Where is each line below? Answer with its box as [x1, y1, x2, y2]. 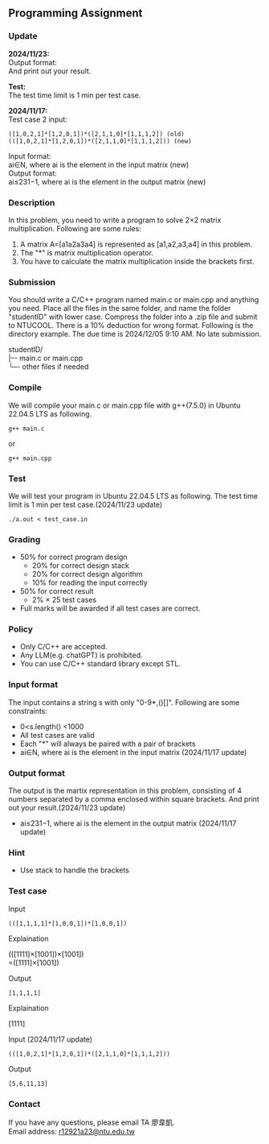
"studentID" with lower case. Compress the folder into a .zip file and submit [8, 312, 258, 321]
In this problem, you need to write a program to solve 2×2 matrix [8, 215, 222, 225]
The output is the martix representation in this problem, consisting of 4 [8, 785, 243, 796]
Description [8, 197, 55, 208]
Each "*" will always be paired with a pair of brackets [19, 739, 196, 748]
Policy [8, 624, 34, 635]
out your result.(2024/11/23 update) [8, 803, 126, 813]
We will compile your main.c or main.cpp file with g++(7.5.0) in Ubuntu [8, 400, 241, 410]
